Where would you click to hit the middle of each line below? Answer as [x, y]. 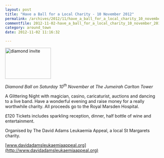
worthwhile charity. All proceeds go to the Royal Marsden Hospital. [72, 106]
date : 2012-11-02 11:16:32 [32, 32]
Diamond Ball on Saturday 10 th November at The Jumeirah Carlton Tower [79, 86]
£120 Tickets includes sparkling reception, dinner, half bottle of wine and [78, 116]
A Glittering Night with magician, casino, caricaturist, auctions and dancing [80, 96]
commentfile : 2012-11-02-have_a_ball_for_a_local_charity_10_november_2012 [84, 23]
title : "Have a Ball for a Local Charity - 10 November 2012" [70, 14]
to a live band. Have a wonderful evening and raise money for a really [75, 101]
